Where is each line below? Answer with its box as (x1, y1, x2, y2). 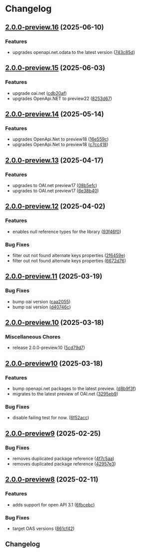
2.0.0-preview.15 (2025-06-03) (5, 63, 106, 72)
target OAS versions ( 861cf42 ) (12, 525, 75, 531)
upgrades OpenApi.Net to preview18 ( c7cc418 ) (12, 141, 109, 147)
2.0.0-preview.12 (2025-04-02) (5, 202, 106, 210)
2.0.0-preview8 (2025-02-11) (5, 475, 99, 484)
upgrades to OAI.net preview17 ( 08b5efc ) (12, 182, 97, 188)
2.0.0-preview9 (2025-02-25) (5, 429, 101, 437)
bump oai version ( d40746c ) (12, 303, 71, 310)
